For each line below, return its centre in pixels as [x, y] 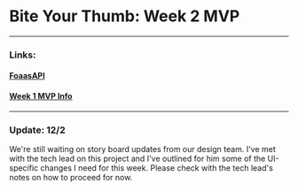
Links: [23, 55]
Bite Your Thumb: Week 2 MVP [125, 16]
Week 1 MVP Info [41, 96]
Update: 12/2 [38, 130]
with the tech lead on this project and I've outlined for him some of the [137, 158]
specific [24, 168]
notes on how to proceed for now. [71, 177]
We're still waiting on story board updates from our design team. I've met [143, 149]
